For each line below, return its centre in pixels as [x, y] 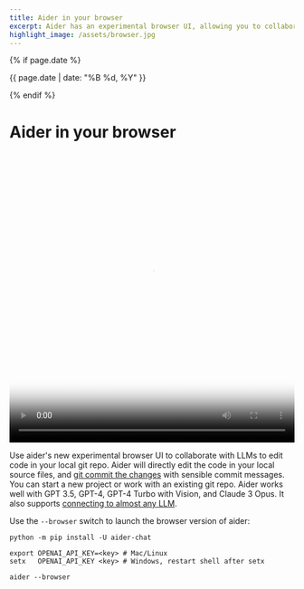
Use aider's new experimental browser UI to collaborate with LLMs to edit [146, 455]
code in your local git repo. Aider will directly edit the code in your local [142, 465]
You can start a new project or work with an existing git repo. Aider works [146, 484]
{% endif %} [33, 95]
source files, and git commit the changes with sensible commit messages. [147, 474]
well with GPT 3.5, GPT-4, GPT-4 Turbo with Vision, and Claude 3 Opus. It [147, 493]
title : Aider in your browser [66, 18]
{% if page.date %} [45, 61]
